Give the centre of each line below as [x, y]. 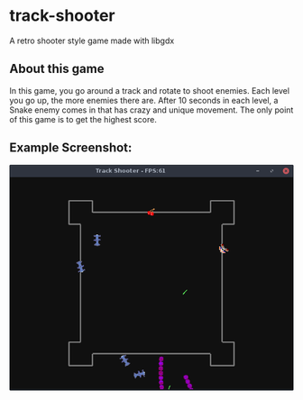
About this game [57, 69]
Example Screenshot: [71, 148]
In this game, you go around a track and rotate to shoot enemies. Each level [150, 90]
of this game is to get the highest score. [83, 119]
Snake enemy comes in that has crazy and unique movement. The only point [151, 110]
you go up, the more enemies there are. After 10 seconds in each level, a [144, 100]
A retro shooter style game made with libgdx [92, 41]
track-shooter [62, 16]
